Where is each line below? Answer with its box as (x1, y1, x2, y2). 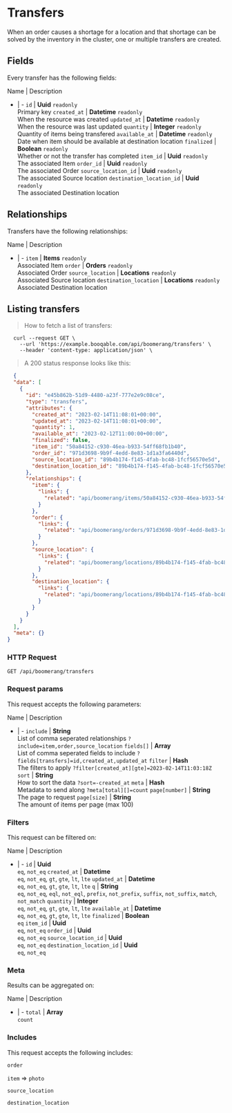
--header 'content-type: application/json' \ (19, 347, 153, 354)
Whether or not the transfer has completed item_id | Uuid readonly (17, 151, 209, 160)
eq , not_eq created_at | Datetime (17, 867, 110, 876)
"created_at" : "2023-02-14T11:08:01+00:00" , (32, 411, 162, 418)
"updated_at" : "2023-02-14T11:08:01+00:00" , (32, 417, 162, 425)
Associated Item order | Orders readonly (17, 261, 133, 269)
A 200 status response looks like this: (23, 359, 131, 367)
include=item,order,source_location (17, 742, 123, 750)
